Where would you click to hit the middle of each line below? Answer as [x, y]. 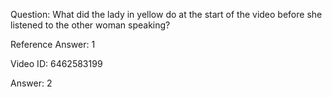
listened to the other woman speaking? [90, 25]
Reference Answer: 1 [53, 44]
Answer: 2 [31, 83]
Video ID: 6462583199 [56, 63]
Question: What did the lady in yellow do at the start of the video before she [166, 14]
